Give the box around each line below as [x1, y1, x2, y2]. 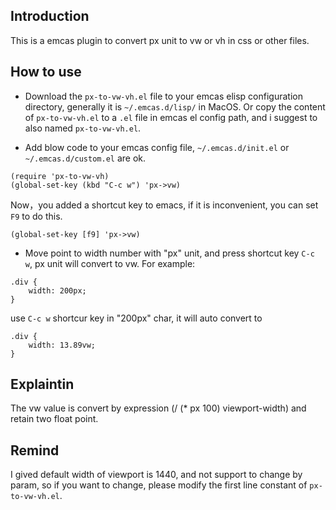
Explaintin [10, 376, 75, 393]
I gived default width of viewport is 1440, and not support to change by [10, 469, 303, 481]
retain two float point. [10, 413, 99, 425]
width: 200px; [28, 285, 87, 296]
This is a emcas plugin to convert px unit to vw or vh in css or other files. [10, 34, 310, 46]
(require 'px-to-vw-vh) [10, 171, 110, 181]
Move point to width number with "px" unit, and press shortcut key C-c [24, 247, 315, 259]
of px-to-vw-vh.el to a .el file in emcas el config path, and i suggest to [24, 111, 318, 123]
